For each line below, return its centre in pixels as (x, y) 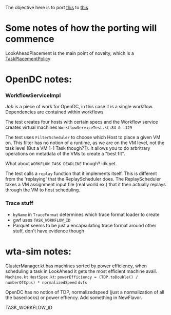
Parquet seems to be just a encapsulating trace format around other (84, 225)
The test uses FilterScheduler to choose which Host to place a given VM (83, 137)
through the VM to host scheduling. (43, 190)
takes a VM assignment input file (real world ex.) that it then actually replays (85, 185)
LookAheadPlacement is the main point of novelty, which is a (70, 53)
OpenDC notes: (39, 80)
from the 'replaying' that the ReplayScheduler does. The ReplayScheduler (83, 179)
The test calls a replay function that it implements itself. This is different (81, 173)
